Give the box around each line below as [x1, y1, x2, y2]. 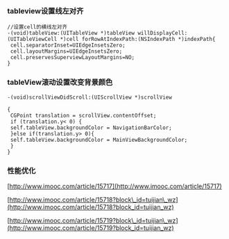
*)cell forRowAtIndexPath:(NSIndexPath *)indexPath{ [60, 36, 216, 43]
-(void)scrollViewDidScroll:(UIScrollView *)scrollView [7, 94, 172, 101]
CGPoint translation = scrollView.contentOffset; [10, 112, 157, 119]
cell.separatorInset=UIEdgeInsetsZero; [10, 42, 126, 49]
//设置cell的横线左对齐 [7, 24, 68, 31]
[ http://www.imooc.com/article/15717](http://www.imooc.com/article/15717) [7, 182, 222, 190]
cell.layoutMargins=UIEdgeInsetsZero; [10, 48, 123, 55]
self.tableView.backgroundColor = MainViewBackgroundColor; [10, 136, 188, 143]
